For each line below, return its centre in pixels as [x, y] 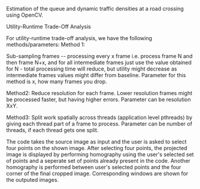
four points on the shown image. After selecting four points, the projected [97, 148]
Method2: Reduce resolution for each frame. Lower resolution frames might [99, 93]
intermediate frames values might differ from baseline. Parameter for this [96, 75]
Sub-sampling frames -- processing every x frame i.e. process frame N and [99, 56]
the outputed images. [32, 180]
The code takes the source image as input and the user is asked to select [96, 142]
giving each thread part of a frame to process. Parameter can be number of [99, 124]
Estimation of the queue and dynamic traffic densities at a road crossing [95, 9]
